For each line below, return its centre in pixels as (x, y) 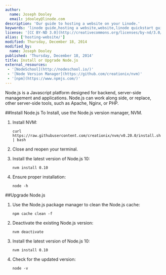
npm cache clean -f (32, 214)
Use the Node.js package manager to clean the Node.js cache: (76, 204)
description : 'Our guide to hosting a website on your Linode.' (73, 23)
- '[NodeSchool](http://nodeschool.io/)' (50, 70)
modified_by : (19, 46)
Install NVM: (25, 122)
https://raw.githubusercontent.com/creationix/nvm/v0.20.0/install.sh (86, 136)
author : (13, 10)
